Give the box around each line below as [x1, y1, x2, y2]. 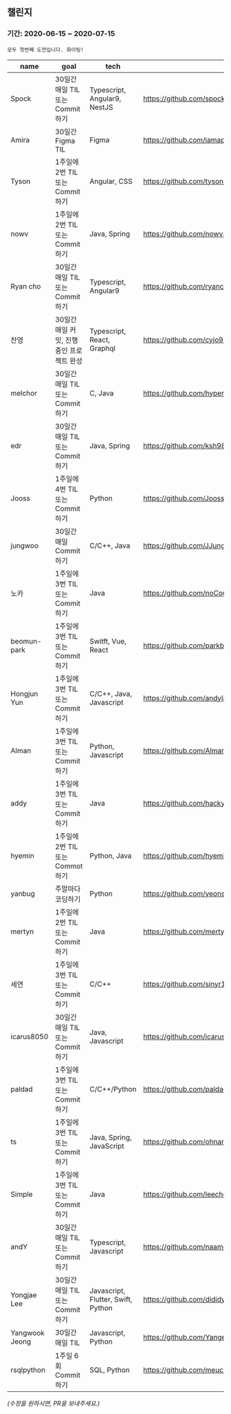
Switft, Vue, [89, 636, 127, 646]
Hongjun [10, 688, 38, 698]
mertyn [10, 926, 34, 936]
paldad [10, 1084, 33, 1094]
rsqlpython [10, 1365, 46, 1375]
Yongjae [10, 1290, 37, 1300]
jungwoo [10, 540, 39, 550]
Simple [10, 1189, 33, 1199]
